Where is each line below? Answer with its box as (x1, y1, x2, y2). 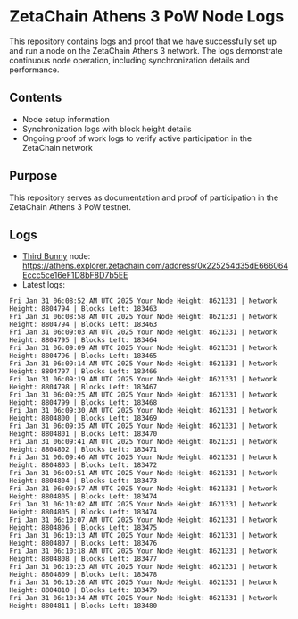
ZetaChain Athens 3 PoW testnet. (9, 201, 131, 212)
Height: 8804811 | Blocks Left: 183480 (9, 601, 158, 611)
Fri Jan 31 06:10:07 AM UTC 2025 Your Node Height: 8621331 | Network (9, 515, 277, 524)
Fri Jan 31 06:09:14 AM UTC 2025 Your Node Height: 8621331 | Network (9, 359, 277, 368)
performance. (9, 64, 60, 75)
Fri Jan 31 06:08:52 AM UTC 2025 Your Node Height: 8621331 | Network (9, 297, 277, 305)
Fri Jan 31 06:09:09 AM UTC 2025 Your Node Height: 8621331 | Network (9, 344, 277, 353)
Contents (9, 90, 62, 105)
